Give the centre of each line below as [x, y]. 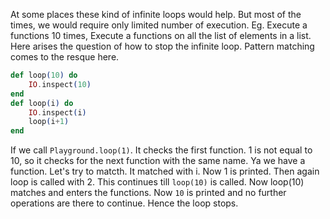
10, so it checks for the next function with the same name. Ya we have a [158, 161]
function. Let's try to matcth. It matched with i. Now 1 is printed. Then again [165, 171]
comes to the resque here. [65, 57]
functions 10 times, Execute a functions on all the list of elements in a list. [161, 35]
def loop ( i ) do [42, 103]
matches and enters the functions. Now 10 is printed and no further [148, 193]
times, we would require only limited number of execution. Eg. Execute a [159, 25]
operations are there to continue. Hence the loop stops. [124, 203]
